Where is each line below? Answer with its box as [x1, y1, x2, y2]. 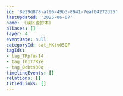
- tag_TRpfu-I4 [6, 53, 44, 59]
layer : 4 [6, 31, 28, 37]
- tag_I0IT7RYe [6, 58, 44, 64]
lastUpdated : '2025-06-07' [6, 14, 73, 20]
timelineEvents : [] [6, 70, 55, 76]
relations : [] [6, 75, 42, 81]
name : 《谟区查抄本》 [6, 20, 53, 26]
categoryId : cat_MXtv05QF [6, 42, 70, 48]
